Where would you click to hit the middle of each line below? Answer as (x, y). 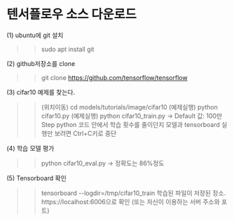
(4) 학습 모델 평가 (30, 148)
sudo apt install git (68, 49)
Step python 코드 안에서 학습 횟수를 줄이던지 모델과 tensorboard (130, 124)
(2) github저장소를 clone (41, 63)
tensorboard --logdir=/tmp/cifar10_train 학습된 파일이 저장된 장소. (133, 193)
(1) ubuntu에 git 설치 (35, 35)
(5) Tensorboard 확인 (37, 178)
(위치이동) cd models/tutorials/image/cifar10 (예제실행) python (129, 107)
